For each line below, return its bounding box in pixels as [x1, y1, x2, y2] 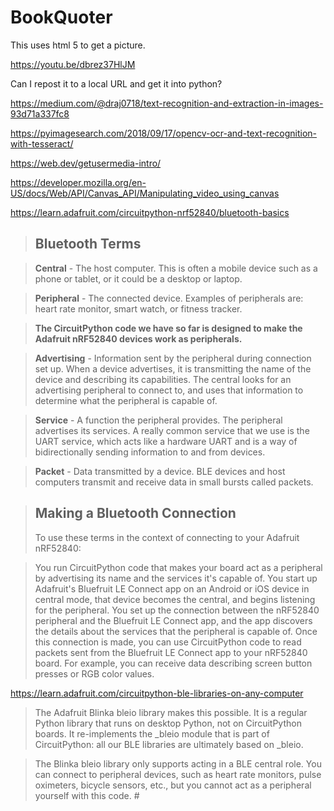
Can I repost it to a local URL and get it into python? [10, 77, 223, 90]
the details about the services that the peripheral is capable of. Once [34, 625, 318, 637]
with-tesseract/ [10, 137, 74, 150]
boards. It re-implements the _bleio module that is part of [34, 727, 270, 740]
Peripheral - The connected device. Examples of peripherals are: [34, 292, 304, 304]
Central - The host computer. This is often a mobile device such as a [34, 262, 318, 274]
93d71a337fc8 [10, 107, 70, 120]
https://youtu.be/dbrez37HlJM [10, 58, 136, 70]
